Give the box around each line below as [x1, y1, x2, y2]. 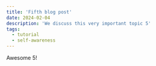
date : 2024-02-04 [6, 15, 51, 21]
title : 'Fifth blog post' [6, 9, 72, 15]
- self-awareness [12, 37, 56, 43]
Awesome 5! [6, 54, 38, 61]
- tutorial [12, 32, 40, 38]
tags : [6, 26, 20, 32]
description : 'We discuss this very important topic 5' [6, 20, 151, 26]
